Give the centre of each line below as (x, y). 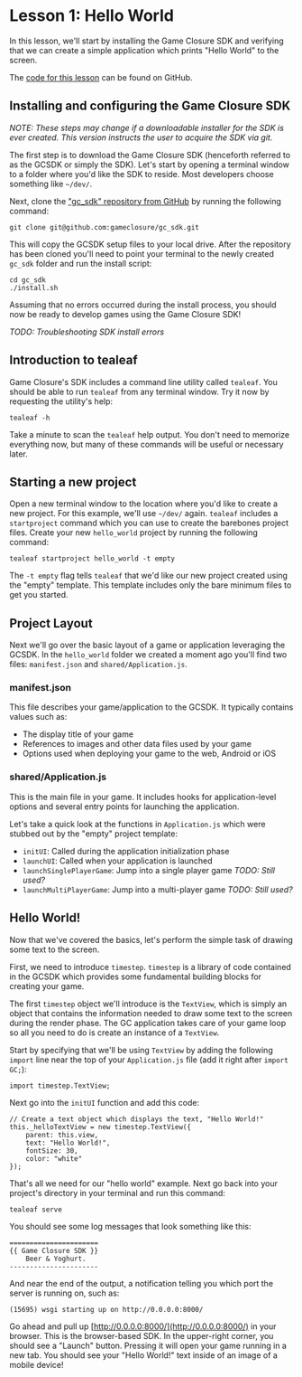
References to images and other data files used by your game (137, 744)
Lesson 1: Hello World (92, 16)
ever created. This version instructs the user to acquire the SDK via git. (141, 137)
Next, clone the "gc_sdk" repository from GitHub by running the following (146, 201)
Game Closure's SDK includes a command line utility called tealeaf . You (143, 382)
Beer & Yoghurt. (56, 1259)
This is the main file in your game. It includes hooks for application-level (143, 797)
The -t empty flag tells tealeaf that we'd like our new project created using (149, 576)
